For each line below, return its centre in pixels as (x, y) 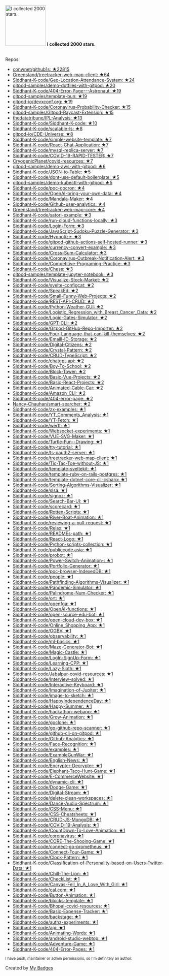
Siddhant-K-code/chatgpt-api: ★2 (48, 361)
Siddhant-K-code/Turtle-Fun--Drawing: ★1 (57, 442)
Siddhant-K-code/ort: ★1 (38, 598)
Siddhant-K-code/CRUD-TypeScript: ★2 (55, 355)
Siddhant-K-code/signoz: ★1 (43, 496)
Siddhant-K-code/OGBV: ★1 (42, 631)
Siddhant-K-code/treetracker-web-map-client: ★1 (65, 458)
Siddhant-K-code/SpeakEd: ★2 (45, 291)
